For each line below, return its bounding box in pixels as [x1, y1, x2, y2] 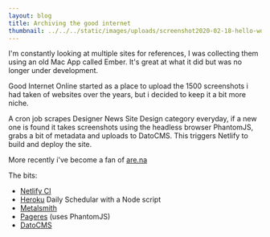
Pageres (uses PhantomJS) [19, 212, 111, 222]
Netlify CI [19, 186, 51, 196]
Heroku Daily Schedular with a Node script [19, 194, 162, 205]
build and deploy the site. [8, 140, 92, 149]
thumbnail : [8, 27, 45, 35]
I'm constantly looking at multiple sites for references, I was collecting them [8, 49, 259, 59]
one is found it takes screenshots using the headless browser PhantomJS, [8, 122, 254, 133]
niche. [8, 98, 30, 108]
